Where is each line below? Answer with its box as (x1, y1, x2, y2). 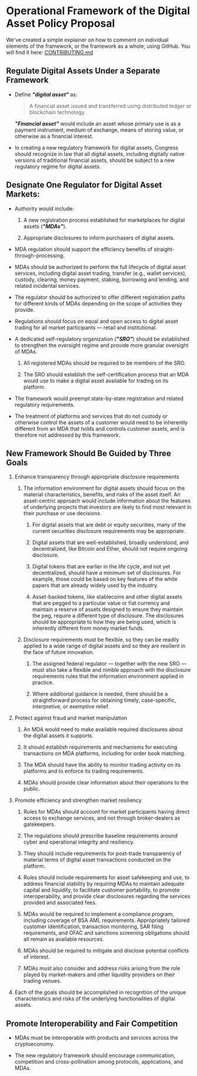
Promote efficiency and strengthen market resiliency (14, 797, 142, 804)
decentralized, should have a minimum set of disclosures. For (32, 569, 181, 577)
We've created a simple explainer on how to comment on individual (6, 36, 169, 43)
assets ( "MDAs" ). (23, 223, 67, 230)
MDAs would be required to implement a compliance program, (23, 911, 175, 918)
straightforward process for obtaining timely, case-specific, (32, 697, 176, 704)
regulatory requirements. (14, 401, 75, 408)
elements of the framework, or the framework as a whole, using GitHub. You (6, 43, 191, 50)
